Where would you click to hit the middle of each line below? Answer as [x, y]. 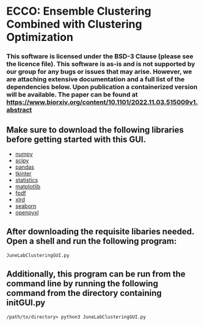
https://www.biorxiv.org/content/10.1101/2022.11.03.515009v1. [102, 102]
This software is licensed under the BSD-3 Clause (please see [100, 56]
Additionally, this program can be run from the [96, 274]
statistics [27, 180]
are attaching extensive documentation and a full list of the [96, 80]
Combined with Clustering [74, 24]
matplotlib [28, 186]
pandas [25, 167]
